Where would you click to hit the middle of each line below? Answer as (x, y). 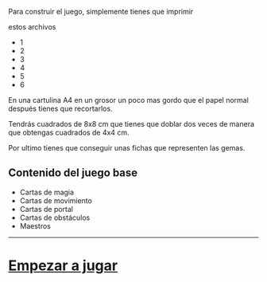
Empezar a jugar (63, 265)
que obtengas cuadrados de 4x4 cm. (69, 132)
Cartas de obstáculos (55, 217)
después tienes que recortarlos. (60, 108)
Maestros (35, 225)
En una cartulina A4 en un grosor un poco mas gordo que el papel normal (128, 100)
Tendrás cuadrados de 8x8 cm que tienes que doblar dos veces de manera (132, 124)
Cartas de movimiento (56, 200)
